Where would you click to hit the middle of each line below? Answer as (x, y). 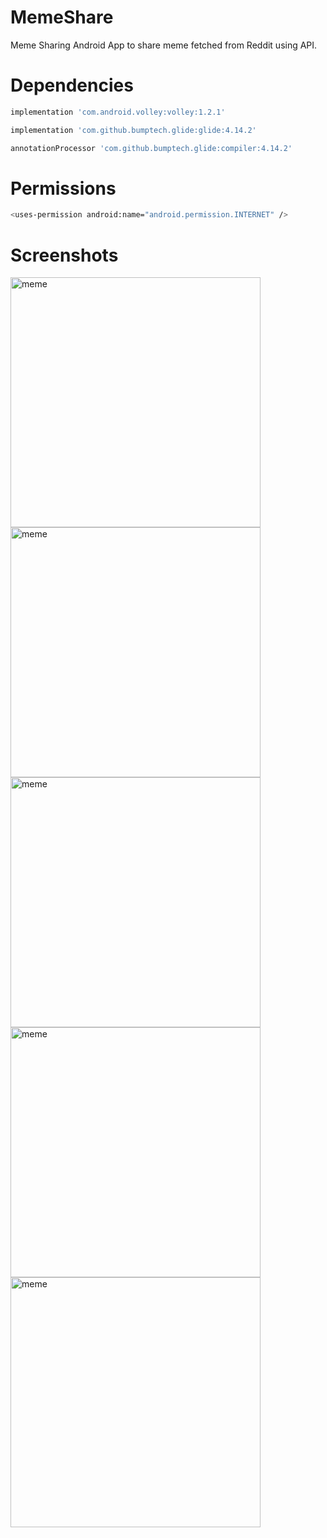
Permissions (63, 188)
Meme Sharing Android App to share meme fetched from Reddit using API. (164, 45)
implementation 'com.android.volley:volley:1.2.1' (118, 112)
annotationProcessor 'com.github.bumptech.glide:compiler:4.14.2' (151, 148)
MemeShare (62, 17)
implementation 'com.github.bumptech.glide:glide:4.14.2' (133, 130)
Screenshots (64, 255)
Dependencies (72, 85)
